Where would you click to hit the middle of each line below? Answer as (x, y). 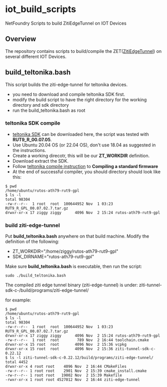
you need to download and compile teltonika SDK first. (69, 94)
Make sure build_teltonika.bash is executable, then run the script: (73, 266)
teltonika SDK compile (33, 123)
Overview (21, 39)
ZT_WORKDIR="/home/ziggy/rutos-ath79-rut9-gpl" (65, 251)
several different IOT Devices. (36, 56)
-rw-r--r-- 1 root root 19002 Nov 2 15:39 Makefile (64, 375)
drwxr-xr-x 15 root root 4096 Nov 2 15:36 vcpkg (66, 345)
